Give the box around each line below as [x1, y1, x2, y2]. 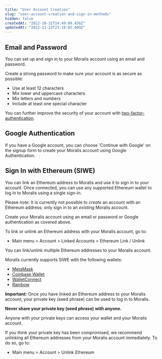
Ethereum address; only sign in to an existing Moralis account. [5, 205, 129, 210]
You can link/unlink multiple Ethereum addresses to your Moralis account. [5, 247, 151, 253]
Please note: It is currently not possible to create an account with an [5, 199, 141, 205]
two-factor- [121, 110, 145, 116]
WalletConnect [12, 276, 42, 282]
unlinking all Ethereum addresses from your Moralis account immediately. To [5, 335, 158, 341]
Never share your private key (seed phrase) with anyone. [5, 306, 122, 311]
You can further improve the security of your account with [5, 110, 121, 116]
